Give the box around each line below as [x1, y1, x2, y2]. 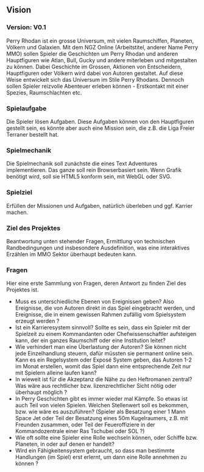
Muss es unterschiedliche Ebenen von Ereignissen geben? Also [15, 298, 175, 306]
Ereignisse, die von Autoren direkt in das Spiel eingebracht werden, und [15, 304, 195, 312]
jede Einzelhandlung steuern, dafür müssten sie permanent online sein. [15, 350, 194, 357]
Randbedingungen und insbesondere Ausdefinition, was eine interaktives [6, 244, 190, 251]
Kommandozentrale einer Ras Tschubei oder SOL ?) [15, 427, 145, 435]
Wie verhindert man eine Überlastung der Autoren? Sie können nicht [15, 343, 187, 351]
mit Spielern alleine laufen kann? [15, 369, 97, 377]
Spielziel [6, 188, 32, 197]
